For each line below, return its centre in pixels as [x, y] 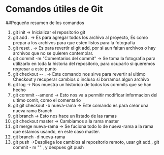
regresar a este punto [35, 69]
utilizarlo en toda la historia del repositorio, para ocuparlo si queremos [84, 63]
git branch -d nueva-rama [39, 137]
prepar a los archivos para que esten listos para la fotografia [74, 42]
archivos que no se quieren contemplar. [53, 53]
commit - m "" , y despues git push [48, 147]
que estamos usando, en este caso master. [56, 131]
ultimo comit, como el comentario [47, 100]
